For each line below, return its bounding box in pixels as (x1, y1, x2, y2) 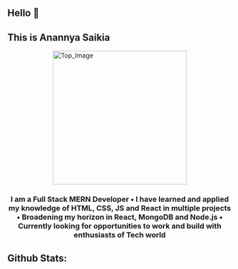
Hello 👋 (7, 7, 40, 19)
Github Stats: (7, 252, 68, 264)
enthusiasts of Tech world (73, 230, 166, 240)
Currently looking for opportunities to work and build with (17, 221, 222, 231)
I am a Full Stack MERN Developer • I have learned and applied (10, 194, 229, 204)
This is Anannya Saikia (7, 31, 110, 44)
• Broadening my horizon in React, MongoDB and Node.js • (16, 212, 223, 222)
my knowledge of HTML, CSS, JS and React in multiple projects (8, 203, 232, 213)
